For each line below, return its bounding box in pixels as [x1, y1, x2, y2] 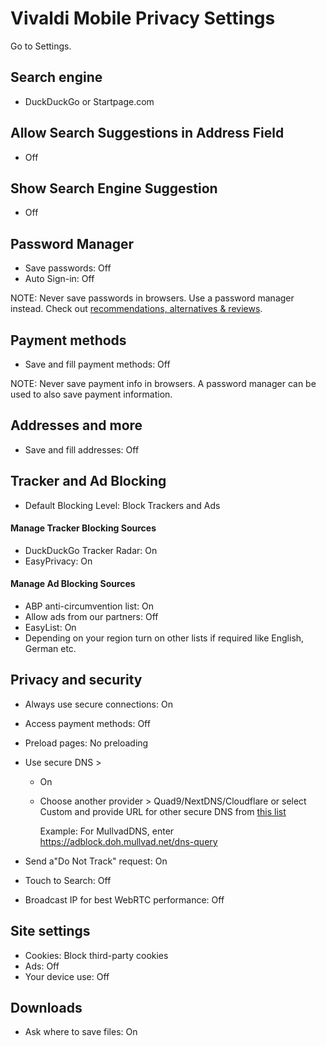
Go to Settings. [10, 40, 72, 52]
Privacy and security [10, 672, 143, 689]
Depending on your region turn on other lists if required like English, [24, 632, 305, 644]
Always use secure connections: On [24, 698, 173, 710]
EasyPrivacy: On [24, 555, 93, 567]
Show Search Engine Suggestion [10, 180, 218, 197]
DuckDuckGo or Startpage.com [24, 95, 155, 107]
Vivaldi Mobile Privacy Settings [10, 7, 276, 30]
